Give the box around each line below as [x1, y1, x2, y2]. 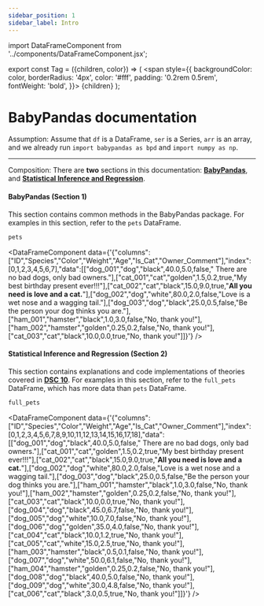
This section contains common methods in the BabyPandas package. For [8, 210, 245, 219]
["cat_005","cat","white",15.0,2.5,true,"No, [8, 538, 141, 548]
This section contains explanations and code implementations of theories [8, 366, 245, 376]
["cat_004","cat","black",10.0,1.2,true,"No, [8, 530, 141, 540]
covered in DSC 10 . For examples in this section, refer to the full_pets [8, 375, 236, 385]
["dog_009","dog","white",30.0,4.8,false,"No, [8, 580, 152, 589]
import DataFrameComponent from [8, 40, 122, 50]
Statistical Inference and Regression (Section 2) [8, 349, 167, 359]
